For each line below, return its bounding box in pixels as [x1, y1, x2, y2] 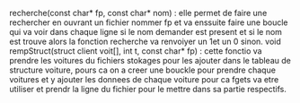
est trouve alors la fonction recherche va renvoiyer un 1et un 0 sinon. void [9, 36, 281, 47]
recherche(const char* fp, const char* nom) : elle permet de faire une [9, 8, 268, 18]
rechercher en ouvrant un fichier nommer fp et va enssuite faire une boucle [9, 17, 289, 28]
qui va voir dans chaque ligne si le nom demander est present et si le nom [9, 27, 283, 37]
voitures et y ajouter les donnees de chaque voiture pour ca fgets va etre [9, 74, 279, 84]
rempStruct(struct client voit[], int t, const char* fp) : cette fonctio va [9, 46, 262, 56]
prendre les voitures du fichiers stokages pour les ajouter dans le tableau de [9, 56, 292, 65]
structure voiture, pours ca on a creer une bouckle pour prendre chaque [9, 64, 277, 75]
